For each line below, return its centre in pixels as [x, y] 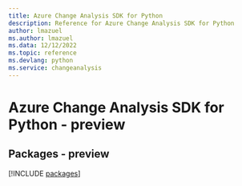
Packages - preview [59, 154]
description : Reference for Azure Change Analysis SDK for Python [121, 23]
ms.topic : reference [43, 53]
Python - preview [67, 124]
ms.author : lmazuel [41, 38]
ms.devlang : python [41, 61]
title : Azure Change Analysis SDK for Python [85, 16]
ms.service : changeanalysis [55, 68]
